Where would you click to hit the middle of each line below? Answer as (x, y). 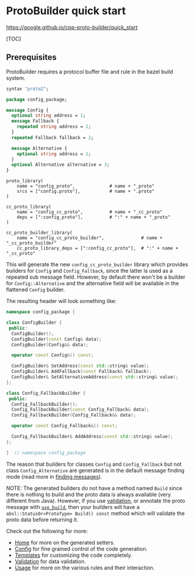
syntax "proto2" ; (28, 89)
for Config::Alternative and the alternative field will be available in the (93, 283)
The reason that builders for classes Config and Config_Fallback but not (94, 464)
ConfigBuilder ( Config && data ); (50, 344)
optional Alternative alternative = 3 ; (61, 165)
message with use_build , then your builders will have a (73, 507)
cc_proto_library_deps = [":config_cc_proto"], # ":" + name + (98, 249)
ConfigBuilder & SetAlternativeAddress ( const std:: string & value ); (95, 377)
